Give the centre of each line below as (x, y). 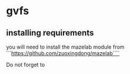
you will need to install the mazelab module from (65, 47)
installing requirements (50, 33)
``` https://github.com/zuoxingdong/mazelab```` (63, 53)
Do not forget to (26, 65)
